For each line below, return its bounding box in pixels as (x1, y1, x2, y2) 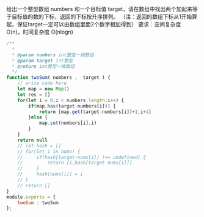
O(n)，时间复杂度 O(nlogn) (6, 28, 73, 35)
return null (17, 137, 48, 143)
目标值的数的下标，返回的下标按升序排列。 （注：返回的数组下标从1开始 (11, 13, 192, 20)
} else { (28, 114, 48, 120)
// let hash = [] (17, 142, 62, 149)
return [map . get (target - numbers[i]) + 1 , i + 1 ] (38, 109, 151, 115)
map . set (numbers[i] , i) (38, 120, 97, 127)
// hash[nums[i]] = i (17, 171, 84, 177)
